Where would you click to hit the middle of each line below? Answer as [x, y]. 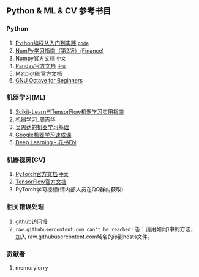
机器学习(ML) [26, 97]
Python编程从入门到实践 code [52, 43]
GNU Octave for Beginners [49, 80]
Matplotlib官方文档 [39, 73]
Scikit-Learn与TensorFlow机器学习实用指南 [69, 111]
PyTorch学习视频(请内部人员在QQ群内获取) [69, 190]
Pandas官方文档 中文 [41, 65]
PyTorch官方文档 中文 [42, 174]
